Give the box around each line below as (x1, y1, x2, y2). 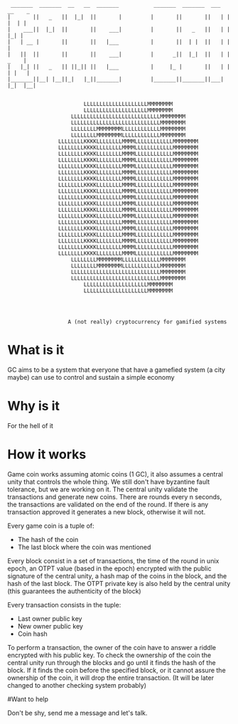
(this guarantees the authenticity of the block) (7, 587, 141, 595)
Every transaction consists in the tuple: (7, 600, 121, 609)
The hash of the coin (17, 535, 79, 543)
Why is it (7, 398, 60, 414)
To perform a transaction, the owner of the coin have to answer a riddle (7, 643, 217, 651)
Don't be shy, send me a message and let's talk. (7, 708, 148, 717)
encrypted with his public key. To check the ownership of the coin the (7, 651, 212, 659)
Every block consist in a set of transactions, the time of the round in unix (7, 556, 220, 565)
